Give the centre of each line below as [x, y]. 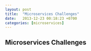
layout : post [18, 9]
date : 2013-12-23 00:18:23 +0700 [41, 18]
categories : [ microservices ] [35, 23]
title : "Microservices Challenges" [42, 14]
